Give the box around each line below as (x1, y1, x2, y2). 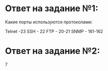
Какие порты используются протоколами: (5, 19, 93, 25)
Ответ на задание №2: (5, 46, 100, 56)
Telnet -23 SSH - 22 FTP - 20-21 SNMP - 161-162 (5, 28, 104, 34)
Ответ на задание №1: (5, 3, 99, 14)
